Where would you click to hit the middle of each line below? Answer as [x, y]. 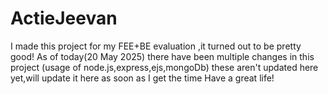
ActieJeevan [64, 18]
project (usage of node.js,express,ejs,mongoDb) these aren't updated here [164, 67]
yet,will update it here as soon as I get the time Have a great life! [142, 78]
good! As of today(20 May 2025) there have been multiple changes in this [162, 56]
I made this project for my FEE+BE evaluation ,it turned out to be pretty [156, 46]
